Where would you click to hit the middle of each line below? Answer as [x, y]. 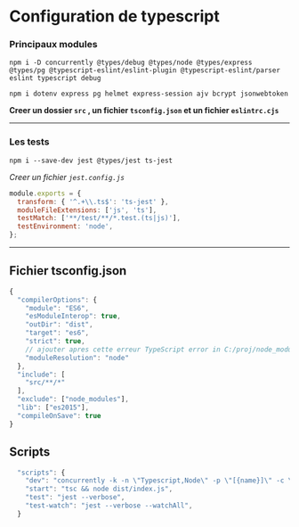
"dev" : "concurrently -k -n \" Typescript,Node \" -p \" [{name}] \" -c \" [161, 481]
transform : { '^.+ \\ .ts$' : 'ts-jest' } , [93, 202]
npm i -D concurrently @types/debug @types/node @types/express [131, 63]
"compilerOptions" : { [57, 300]
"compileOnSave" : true [59, 416]
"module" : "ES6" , [57, 308]
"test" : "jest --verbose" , [75, 498]
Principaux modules [53, 45]
